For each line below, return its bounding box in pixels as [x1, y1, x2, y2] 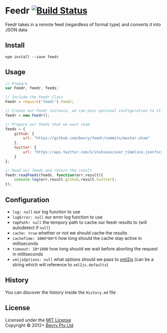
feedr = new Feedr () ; [5, 112, 50, 118]
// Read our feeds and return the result [5, 168, 92, 173]
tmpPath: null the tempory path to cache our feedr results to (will [12, 220, 147, 225]
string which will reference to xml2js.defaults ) [12, 262, 108, 267]
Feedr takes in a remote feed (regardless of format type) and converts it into [5, 21, 161, 27]
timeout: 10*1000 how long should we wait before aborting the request [12, 246, 158, 251]
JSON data [5, 26, 28, 32]
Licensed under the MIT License [5, 317, 71, 323]
